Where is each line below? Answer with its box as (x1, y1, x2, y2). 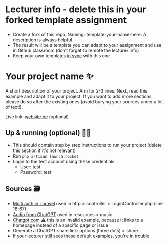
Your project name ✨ (5, 71, 94, 82)
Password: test (20, 169, 52, 175)
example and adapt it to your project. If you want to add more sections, (5, 93, 153, 99)
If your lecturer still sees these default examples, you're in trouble (12, 233, 150, 239)
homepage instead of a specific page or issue (12, 222, 109, 228)
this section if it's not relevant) (12, 147, 76, 154)
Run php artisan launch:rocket (12, 152, 79, 159)
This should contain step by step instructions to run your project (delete (12, 142, 162, 148)
